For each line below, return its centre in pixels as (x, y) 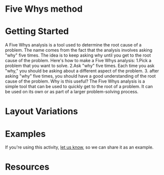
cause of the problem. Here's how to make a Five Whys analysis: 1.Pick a (78, 61)
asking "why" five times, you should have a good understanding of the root (81, 76)
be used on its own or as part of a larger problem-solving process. (72, 92)
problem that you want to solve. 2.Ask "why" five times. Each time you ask (80, 66)
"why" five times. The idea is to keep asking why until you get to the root (78, 55)
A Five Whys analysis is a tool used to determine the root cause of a (73, 45)
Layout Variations (41, 111)
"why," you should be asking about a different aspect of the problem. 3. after (82, 71)
